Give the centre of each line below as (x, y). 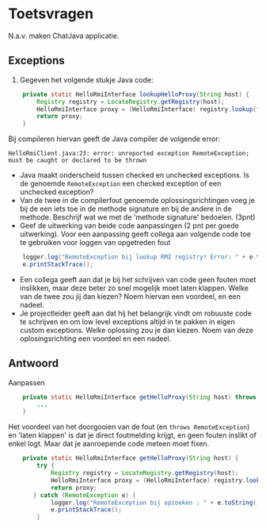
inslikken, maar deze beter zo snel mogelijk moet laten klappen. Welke (134, 288)
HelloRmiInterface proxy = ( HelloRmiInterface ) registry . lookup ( (147, 109)
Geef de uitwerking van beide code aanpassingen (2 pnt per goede (129, 226)
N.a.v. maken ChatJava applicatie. (64, 36)
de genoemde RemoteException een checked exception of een (120, 184)
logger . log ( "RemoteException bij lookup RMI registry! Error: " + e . (140, 257)
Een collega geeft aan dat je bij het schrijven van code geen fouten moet (138, 279)
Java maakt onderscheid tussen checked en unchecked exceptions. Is (134, 175)
